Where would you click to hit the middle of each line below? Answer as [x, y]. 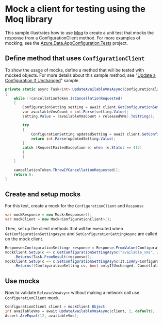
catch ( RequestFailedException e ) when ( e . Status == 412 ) [82, 148]
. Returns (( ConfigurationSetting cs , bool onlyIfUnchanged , [75, 266]
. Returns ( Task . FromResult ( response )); [53, 257]
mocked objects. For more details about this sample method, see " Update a [81, 75]
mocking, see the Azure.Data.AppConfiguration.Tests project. [66, 43]
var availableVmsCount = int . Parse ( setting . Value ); [76, 112]
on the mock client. [24, 238]
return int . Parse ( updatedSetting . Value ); [73, 139]
